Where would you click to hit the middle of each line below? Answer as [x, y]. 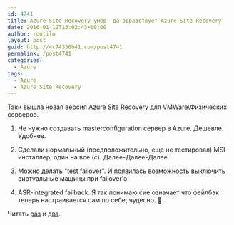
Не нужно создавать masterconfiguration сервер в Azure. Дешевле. [121, 128]
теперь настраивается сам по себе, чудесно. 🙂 [90, 200]
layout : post [27, 41]
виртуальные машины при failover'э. [73, 179]
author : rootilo [31, 34]
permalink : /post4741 [40, 54]
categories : [25, 61]
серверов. [23, 115]
